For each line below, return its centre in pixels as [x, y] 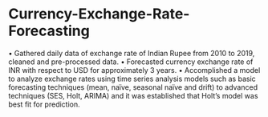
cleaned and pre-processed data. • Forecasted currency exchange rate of [131, 62]
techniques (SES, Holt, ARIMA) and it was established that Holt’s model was [133, 95]
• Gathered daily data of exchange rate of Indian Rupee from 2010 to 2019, [132, 53]
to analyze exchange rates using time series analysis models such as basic [132, 79]
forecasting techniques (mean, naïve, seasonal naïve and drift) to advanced [133, 87]
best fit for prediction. [44, 104]
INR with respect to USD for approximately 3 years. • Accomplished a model [134, 70]
